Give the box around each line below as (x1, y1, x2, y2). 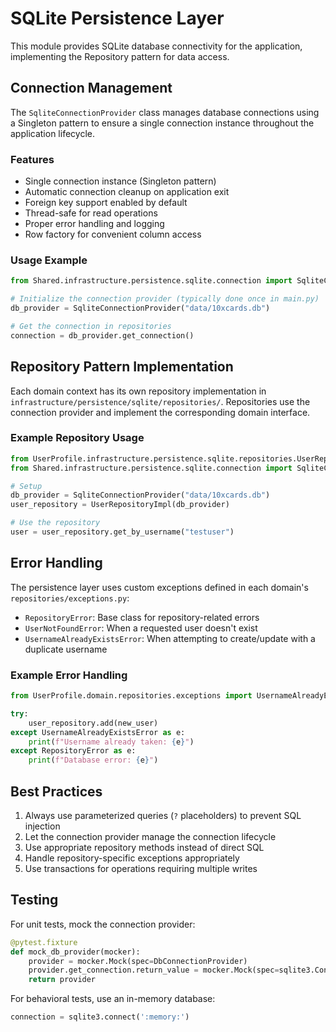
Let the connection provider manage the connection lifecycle (24, 831, 277, 842)
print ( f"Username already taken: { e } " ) (28, 737, 195, 747)
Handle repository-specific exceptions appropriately (24, 852, 240, 864)
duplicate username (24, 643, 108, 655)
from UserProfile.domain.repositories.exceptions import (10, 691, 253, 701)
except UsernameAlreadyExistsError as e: (10, 727, 186, 737)
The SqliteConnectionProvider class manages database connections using (10, 106, 320, 118)
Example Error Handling (10, 668, 128, 682)
